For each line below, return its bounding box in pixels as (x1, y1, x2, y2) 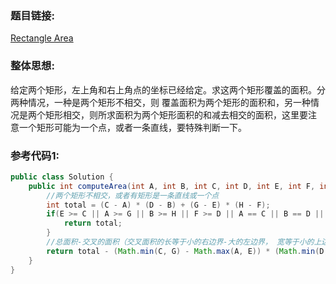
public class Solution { (10, 172, 114, 182)
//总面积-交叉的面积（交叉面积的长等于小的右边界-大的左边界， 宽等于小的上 (46, 237, 322, 247)
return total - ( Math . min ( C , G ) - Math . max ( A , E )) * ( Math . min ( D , (46, 246, 329, 256)
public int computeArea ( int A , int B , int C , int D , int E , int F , (28, 181, 316, 191)
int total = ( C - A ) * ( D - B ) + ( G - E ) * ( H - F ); (46, 200, 271, 210)
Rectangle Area (10, 32, 74, 44)
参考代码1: (10, 148, 60, 162)
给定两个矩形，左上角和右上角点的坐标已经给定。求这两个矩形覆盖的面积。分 (10, 83, 326, 96)
